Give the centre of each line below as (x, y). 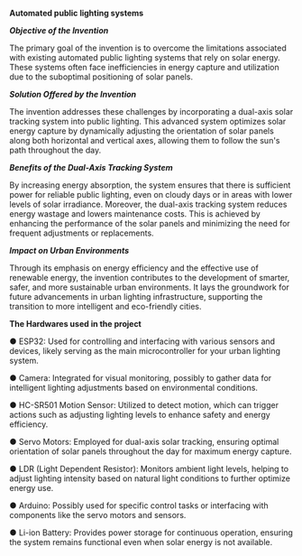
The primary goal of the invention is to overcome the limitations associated (148, 48)
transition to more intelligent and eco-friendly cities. (105, 306)
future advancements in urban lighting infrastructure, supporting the (136, 297)
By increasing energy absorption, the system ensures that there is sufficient (150, 185)
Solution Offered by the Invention (73, 94)
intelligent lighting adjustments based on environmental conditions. (134, 388)
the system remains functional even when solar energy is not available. (141, 542)
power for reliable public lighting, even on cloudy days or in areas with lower (151, 195)
